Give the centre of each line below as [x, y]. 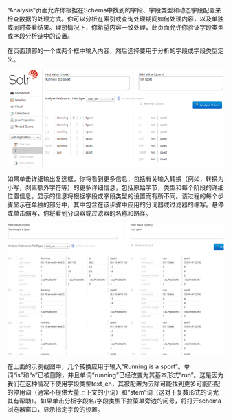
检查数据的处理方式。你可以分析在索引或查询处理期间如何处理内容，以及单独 [115, 19]
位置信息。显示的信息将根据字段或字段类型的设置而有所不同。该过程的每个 [112, 196]
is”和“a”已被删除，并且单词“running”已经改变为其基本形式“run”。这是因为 [120, 375]
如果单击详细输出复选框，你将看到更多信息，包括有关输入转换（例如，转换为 [115, 179]
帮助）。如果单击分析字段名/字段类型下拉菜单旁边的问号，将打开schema [120, 401]
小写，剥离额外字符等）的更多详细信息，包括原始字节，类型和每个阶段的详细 [115, 187]
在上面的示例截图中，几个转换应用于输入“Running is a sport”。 [96, 366]
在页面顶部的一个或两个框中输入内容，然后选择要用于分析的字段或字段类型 [112, 51]
